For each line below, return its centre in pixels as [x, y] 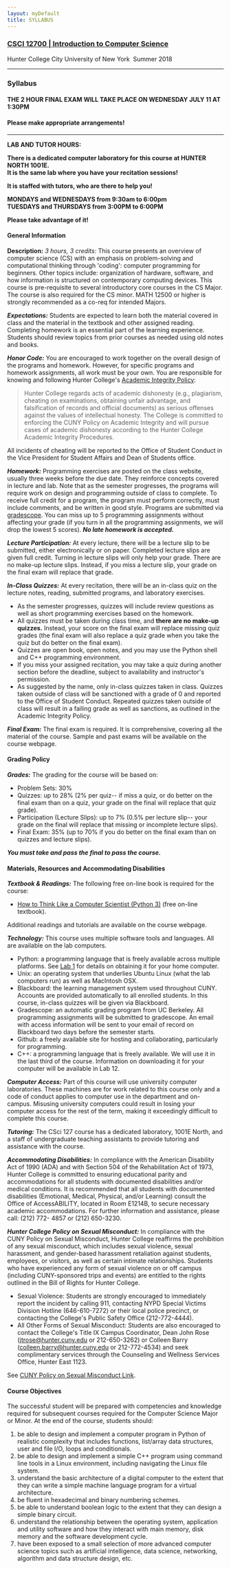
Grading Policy [29, 759]
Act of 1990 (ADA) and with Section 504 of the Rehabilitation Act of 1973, [110, 1167]
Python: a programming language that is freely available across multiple [119, 959]
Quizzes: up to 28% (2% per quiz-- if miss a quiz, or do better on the [115, 795]
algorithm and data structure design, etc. [75, 1559]
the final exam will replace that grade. [60, 572]
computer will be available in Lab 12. [68, 1069]
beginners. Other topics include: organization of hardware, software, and [110, 273]
